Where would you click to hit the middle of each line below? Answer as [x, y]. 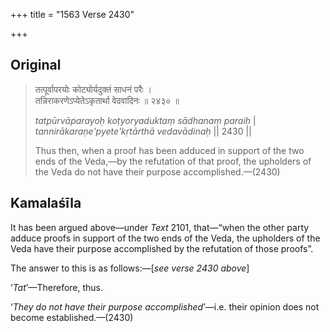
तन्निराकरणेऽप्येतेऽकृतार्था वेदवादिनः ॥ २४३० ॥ [107, 100]
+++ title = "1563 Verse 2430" [72, 14]
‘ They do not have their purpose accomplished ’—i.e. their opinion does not [165, 306]
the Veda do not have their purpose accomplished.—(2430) [157, 171]
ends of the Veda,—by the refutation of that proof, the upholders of [173, 161]
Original [36, 65]
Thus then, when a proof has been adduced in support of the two [169, 150]
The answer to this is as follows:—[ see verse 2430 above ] [130, 268]
